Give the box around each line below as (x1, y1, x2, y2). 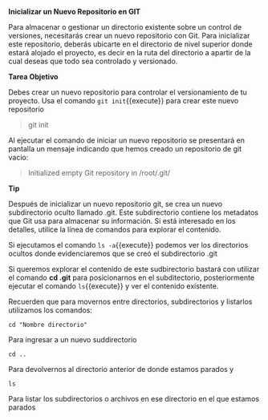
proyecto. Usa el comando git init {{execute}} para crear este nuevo (8, 96, 239, 105)
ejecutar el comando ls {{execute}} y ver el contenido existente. (8, 281, 219, 291)
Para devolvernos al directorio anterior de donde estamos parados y (8, 365, 234, 374)
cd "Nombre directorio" (8, 321, 88, 329)
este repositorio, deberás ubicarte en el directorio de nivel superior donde (8, 39, 253, 49)
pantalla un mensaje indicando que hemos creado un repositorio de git (8, 144, 242, 153)
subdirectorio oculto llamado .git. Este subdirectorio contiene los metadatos (8, 208, 259, 217)
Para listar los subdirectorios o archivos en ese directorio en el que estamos (8, 394, 259, 403)
